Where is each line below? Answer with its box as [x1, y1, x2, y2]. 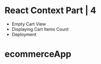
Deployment [11, 31, 37, 37]
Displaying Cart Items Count [11, 26, 69, 32]
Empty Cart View [11, 21, 46, 27]
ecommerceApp [4, 49, 72, 60]
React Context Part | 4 [4, 5, 97, 16]
